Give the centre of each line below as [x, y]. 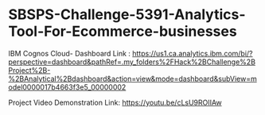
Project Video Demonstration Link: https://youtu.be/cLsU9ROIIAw [115, 102]
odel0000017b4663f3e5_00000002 [67, 87]
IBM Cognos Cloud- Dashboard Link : [70, 53]
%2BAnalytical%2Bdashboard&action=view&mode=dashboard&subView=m [132, 79]
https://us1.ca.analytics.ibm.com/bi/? [193, 53]
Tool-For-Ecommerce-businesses [123, 31]
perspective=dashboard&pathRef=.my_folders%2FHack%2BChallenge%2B [132, 62]
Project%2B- [29, 70]
